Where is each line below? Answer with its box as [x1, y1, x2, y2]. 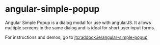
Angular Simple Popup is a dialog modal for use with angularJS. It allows [5, 20, 151, 25]
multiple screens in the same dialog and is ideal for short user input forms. [5, 24, 156, 30]
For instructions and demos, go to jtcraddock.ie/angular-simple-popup [5, 34, 148, 40]
